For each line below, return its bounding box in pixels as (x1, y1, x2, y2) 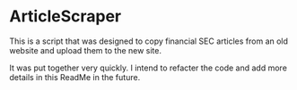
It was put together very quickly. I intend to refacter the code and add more (9, 62, 287, 73)
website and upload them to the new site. (9, 45, 162, 55)
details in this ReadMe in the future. (9, 71, 141, 82)
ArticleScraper (9, 6, 122, 27)
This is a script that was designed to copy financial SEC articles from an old (9, 36, 289, 46)
